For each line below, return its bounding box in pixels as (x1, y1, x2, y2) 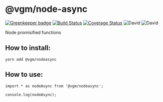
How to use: (5, 70, 43, 79)
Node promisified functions (5, 29, 61, 35)
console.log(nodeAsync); (5, 92, 57, 97)
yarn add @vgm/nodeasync (5, 57, 57, 62)
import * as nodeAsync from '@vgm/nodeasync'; (5, 83, 104, 89)
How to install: (5, 44, 51, 52)
